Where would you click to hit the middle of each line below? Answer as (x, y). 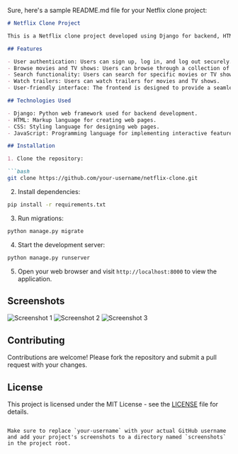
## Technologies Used (39, 101)
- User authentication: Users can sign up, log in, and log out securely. (120, 62)
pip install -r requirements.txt (57, 205)
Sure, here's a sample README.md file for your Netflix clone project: (107, 10)
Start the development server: (61, 244)
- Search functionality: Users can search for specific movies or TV (112, 75)
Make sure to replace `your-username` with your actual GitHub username (117, 431)
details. (18, 412)
